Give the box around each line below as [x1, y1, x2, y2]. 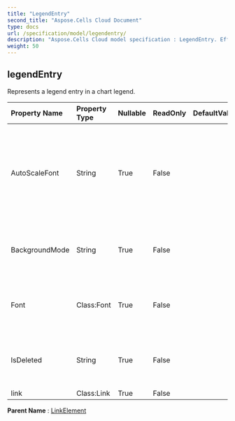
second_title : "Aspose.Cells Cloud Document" [7, 17, 142, 24]
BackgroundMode [10, 245, 70, 255]
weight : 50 [7, 43, 39, 50]
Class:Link [76, 388, 111, 398]
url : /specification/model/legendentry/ [7, 29, 127, 37]
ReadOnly [152, 108, 187, 117]
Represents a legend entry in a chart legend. [7, 87, 136, 95]
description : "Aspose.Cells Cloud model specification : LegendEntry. [7, 36, 218, 43]
